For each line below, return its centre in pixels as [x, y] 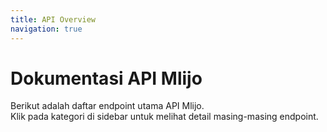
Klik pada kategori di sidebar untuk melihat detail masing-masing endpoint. [164, 117]
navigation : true [46, 29]
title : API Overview [53, 19]
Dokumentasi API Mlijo [106, 78]
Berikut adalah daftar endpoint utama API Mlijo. [107, 106]
